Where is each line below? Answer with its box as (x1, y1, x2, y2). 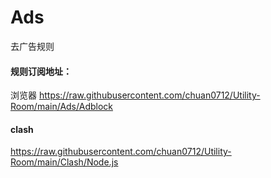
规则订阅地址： (10, 65, 72, 77)
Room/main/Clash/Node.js (10, 156, 119, 168)
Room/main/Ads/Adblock (10, 101, 113, 113)
